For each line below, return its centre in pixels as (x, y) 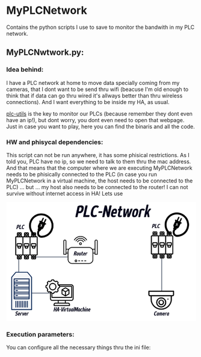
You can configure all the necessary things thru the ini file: (79, 347)
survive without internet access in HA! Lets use (65, 193)
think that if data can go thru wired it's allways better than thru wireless (94, 95)
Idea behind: (25, 70)
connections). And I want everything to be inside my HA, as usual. (88, 102)
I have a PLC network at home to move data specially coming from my (93, 82)
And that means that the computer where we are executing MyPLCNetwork (99, 168)
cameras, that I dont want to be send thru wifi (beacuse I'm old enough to (97, 89)
